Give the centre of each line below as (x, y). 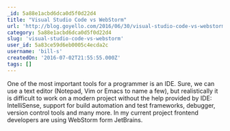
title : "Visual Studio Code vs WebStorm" (67, 20)
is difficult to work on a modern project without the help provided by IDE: (110, 98)
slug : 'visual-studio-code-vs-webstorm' (66, 39)
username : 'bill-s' (35, 52)
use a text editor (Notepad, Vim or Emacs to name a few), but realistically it (113, 91)
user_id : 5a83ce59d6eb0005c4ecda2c (58, 45)
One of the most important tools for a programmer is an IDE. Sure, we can (111, 83)
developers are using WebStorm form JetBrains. (75, 119)
